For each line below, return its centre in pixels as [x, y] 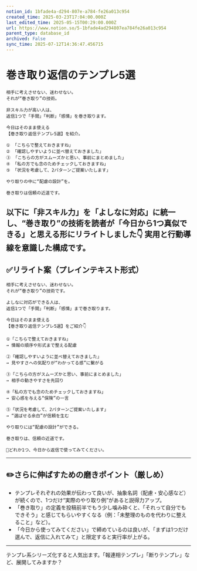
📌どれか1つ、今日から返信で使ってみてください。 [57, 450]
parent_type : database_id [38, 33]
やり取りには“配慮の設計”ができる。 [44, 427]
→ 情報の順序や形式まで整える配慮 [42, 345]
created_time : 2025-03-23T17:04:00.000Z [56, 17]
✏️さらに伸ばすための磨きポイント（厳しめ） [87, 475]
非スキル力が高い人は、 [30, 110]
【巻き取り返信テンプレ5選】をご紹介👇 [46, 327]
